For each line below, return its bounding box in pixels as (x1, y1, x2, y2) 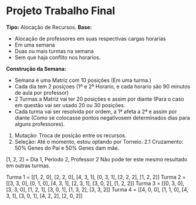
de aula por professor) (14, 89, 69, 96)
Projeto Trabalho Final (6, 4, 116, 18)
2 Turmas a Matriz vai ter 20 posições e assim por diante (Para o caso (14, 95, 184, 102)
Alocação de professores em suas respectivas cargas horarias (14, 35, 166, 42)
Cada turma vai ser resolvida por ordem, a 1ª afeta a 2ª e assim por (14, 108, 177, 115)
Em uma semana (14, 41, 55, 48)
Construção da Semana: (6, 65, 66, 72)
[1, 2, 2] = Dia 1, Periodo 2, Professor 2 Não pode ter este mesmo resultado (6, 156, 188, 163)
